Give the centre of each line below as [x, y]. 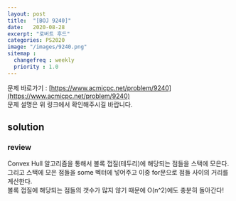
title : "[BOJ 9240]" [39, 21]
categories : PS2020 [36, 40]
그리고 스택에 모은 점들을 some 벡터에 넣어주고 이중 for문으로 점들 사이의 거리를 [118, 173]
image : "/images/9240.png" [47, 47]
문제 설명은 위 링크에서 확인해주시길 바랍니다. [70, 104]
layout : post [27, 14]
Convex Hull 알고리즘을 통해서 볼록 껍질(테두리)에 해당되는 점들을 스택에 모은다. [118, 163]
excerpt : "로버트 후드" [39, 34]
